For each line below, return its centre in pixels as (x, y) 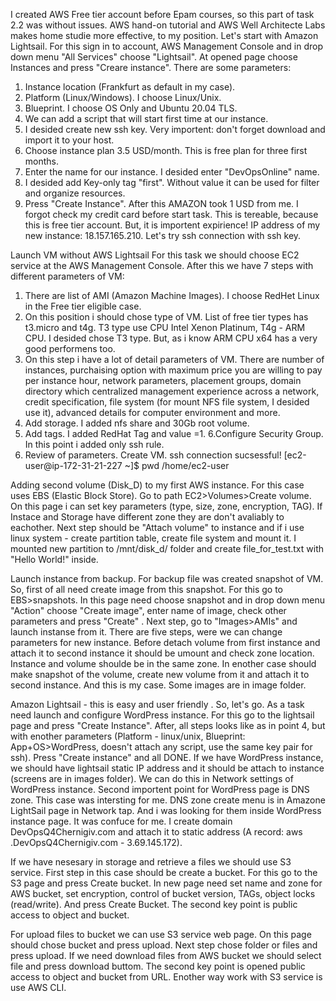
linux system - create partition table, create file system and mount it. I (153, 538)
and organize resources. (75, 193)
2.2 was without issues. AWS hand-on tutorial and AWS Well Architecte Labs (168, 25)
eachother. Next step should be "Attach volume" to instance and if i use (157, 527)
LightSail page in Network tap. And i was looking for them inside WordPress (166, 810)
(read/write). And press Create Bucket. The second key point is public (154, 904)
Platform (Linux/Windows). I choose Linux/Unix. (123, 97)
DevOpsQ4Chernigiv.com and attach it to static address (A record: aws (156, 832)
